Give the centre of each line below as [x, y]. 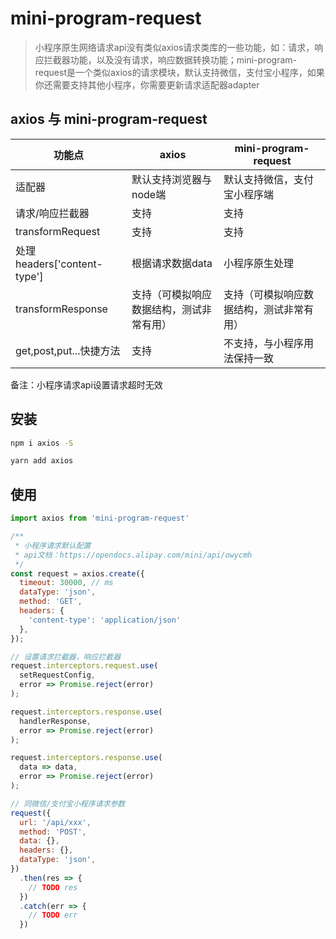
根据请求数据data [172, 263]
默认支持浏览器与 [171, 179]
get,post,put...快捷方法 [68, 350]
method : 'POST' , [53, 832]
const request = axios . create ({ [77, 573]
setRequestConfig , [58, 675]
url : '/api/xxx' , [55, 822]
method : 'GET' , [51, 602]
